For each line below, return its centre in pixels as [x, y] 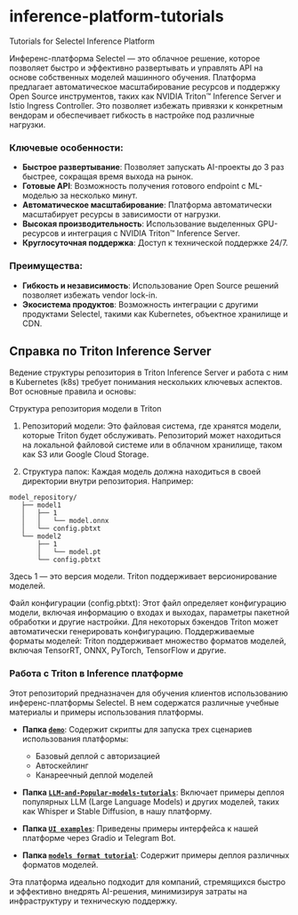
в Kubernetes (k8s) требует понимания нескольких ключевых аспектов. [146, 382]
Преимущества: [46, 266]
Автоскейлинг [62, 765]
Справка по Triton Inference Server [110, 351]
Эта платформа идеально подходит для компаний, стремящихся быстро [148, 882]
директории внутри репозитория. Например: [108, 481]
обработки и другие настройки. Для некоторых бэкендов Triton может [144, 622]
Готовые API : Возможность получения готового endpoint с [134, 186]
